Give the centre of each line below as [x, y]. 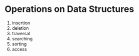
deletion [20, 28]
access [19, 49]
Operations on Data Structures [69, 9]
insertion [21, 23]
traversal [21, 33]
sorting [19, 44]
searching [22, 39]
